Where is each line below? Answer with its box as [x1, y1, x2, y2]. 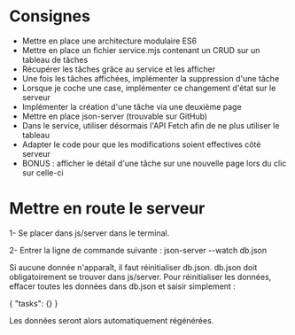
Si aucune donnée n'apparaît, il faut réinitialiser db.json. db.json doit [9, 261, 258, 272]
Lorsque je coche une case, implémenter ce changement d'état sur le [21, 82, 276, 93]
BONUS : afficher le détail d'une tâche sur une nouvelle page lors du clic [21, 158, 287, 168]
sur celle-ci [21, 167, 64, 178]
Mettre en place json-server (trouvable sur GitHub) [21, 111, 208, 121]
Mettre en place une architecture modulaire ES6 [21, 35, 198, 46]
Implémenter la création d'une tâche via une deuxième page [21, 101, 242, 112]
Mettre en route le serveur [9, 199, 206, 219]
